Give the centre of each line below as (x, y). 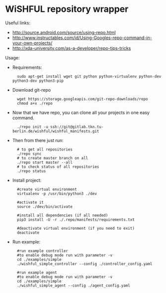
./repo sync (29, 154)
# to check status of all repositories (58, 167)
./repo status (31, 171)
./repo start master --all (45, 162)
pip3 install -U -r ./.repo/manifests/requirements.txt (76, 220)
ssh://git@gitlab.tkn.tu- (77, 127)
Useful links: (18, 23)
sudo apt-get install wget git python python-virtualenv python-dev (89, 76)
